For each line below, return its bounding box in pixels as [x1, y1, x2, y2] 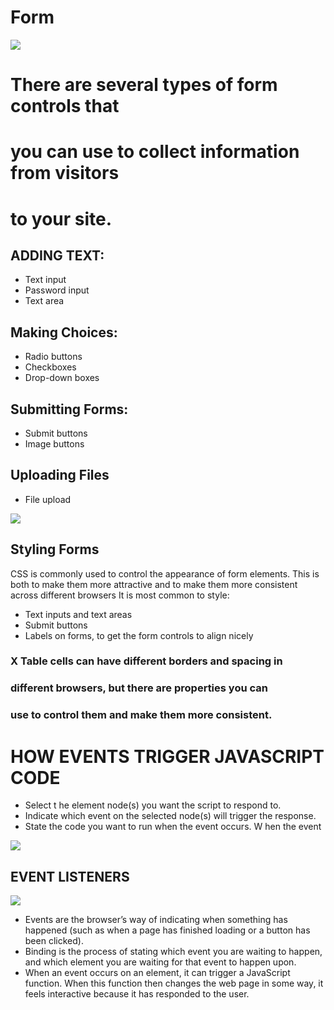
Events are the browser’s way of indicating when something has [24, 914, 288, 926]
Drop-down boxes [24, 372, 100, 384]
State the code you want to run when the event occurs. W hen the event [24, 821, 322, 833]
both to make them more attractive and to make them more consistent [10, 578, 298, 590]
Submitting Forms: [10, 401, 129, 418]
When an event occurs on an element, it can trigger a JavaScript [24, 967, 291, 979]
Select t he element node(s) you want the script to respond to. [24, 799, 282, 811]
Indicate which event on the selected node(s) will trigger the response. [24, 810, 317, 822]
